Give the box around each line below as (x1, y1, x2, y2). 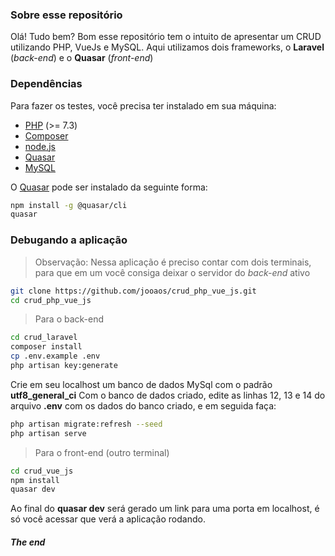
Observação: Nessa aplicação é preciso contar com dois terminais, (34, 256, 312, 268)
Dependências (10, 77, 83, 91)
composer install (10, 342, 83, 352)
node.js (24, 140, 57, 152)
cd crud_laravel (10, 333, 78, 343)
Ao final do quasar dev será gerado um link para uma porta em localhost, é (10, 503, 320, 515)
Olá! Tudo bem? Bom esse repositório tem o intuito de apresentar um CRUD (10, 31, 322, 43)
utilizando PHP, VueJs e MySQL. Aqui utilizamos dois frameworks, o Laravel (10, 41, 325, 53)
